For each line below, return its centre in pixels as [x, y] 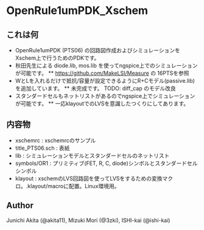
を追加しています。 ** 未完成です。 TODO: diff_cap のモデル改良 [95, 88]
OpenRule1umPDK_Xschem [77, 11]
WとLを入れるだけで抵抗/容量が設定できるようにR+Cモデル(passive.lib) [105, 81]
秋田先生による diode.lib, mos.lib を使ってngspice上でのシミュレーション [106, 65]
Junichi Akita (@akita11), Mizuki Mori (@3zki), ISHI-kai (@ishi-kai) [88, 220]
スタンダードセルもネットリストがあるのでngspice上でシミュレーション [105, 96]
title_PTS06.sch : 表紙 [42, 148]
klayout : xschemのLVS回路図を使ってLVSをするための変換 [89, 178]
